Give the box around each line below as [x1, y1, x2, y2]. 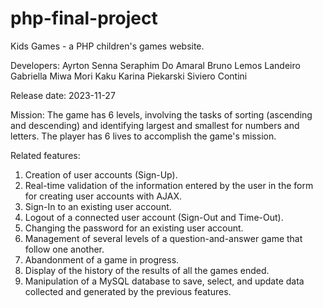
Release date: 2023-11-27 [10, 89, 116, 101]
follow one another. [24, 243, 105, 255]
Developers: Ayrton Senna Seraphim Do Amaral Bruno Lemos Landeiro [10, 59, 301, 71]
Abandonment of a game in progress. [24, 253, 180, 266]
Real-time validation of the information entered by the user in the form [24, 179, 314, 191]
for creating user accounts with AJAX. [24, 190, 183, 202]
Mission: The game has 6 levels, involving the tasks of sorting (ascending [10, 108, 313, 121]
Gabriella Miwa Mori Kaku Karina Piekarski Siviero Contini [10, 70, 248, 82]
